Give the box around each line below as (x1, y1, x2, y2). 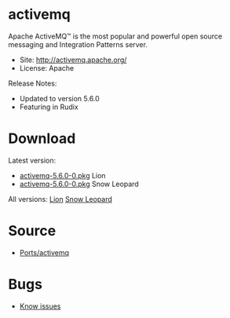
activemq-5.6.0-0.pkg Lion (19, 170, 106, 180)
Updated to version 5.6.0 (19, 93, 100, 103)
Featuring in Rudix (19, 102, 78, 111)
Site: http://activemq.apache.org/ (19, 55, 127, 64)
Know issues (19, 301, 61, 311)
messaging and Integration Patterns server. (8, 39, 148, 49)
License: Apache (19, 63, 75, 72)
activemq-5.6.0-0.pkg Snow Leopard (19, 179, 139, 188)
